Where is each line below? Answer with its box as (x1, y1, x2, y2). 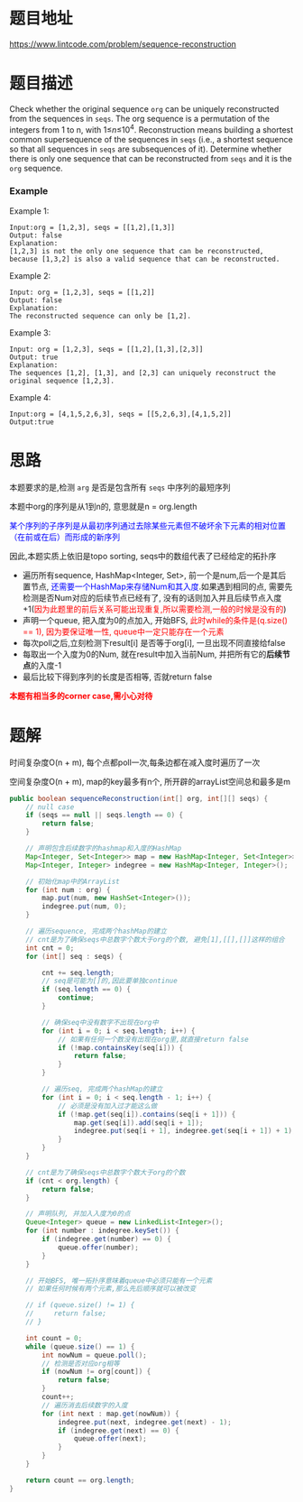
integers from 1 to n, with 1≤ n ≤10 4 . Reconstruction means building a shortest (9, 123, 294, 135)
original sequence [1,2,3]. (9, 376, 115, 385)
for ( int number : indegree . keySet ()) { (25, 1226, 179, 1236)
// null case (25, 802, 75, 812)
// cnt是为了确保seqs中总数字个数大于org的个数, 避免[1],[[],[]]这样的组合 (25, 935, 286, 944)
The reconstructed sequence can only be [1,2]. (9, 311, 192, 320)
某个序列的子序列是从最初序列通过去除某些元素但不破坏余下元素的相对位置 (9, 520, 286, 530)
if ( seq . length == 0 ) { (41, 985, 131, 994)
